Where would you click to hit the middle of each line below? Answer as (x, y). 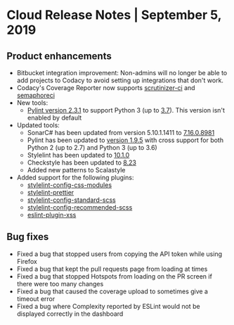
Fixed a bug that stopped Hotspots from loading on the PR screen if (114, 276)
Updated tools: (38, 125)
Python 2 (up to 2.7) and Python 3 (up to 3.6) (92, 147)
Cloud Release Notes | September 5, (114, 15)
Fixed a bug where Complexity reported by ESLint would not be (109, 306)
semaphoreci (36, 95)
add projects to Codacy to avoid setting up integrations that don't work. (120, 80)
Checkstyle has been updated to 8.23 (82, 162)
